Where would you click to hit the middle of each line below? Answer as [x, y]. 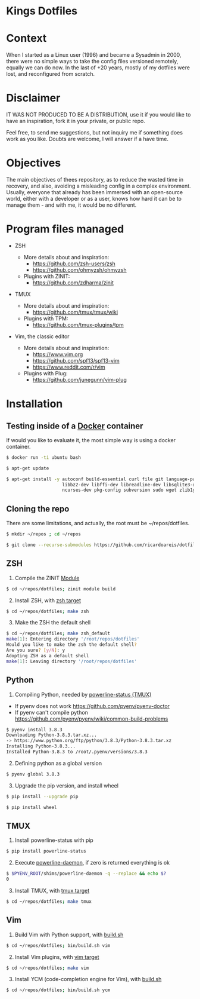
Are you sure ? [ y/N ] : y [36, 650]
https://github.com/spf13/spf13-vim [76, 360]
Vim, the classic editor [42, 336]
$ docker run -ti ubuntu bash [44, 457]
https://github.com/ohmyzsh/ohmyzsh [79, 269]
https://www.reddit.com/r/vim [69, 367]
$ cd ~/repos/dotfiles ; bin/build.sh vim [58, 945]
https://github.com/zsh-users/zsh [74, 263]
